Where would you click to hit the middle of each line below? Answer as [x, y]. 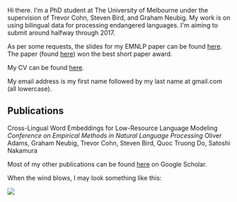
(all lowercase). [30, 89]
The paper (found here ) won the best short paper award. [90, 54]
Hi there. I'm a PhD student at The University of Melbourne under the [108, 10]
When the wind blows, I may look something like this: [85, 178]
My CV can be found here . [46, 67]
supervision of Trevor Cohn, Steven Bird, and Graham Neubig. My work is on [119, 18]
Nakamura [22, 150]
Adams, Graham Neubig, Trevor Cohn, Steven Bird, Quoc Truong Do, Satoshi [119, 143]
